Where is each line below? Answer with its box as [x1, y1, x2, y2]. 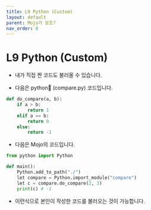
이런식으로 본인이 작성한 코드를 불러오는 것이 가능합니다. [14, 197, 146, 205]
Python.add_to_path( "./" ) [17, 169, 81, 175]
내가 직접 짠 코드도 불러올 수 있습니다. [14, 72, 102, 79]
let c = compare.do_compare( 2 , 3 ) [17, 180, 102, 186]
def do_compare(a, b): [6, 96, 62, 102]
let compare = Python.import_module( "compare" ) [17, 174, 137, 181]
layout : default [6, 14, 46, 20]
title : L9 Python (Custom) [6, 8, 73, 15]
